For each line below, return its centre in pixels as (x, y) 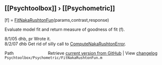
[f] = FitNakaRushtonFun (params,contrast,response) (57, 20)
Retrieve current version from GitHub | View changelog (103, 53)
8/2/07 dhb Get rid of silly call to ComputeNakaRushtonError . (65, 44)
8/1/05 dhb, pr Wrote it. (28, 39)
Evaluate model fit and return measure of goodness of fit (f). (65, 29)
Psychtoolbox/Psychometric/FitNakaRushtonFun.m (54, 58)
